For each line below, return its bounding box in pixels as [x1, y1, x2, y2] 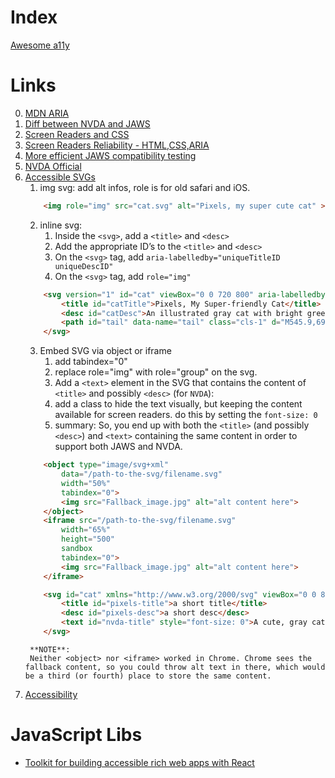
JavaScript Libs [10, 724, 143, 746]
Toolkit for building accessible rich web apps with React [24, 756, 255, 768]
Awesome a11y [10, 39, 70, 51]
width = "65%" [61, 525, 111, 535]
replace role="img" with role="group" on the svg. [54, 366, 258, 378]
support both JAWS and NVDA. [54, 441, 183, 453]
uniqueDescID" [54, 261, 114, 271]
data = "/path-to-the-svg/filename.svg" [61, 469, 223, 479]
